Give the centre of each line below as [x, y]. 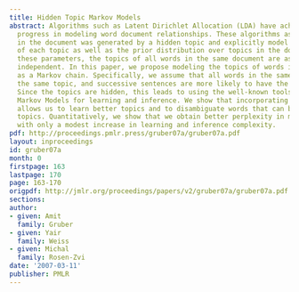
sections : [28, 200]
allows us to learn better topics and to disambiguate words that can [151, 109]
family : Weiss [43, 241]
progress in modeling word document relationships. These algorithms [149, 34]
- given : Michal [39, 249]
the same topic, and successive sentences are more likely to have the [153, 84]
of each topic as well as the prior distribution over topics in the [149, 51]
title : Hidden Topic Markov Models [75, 17]
